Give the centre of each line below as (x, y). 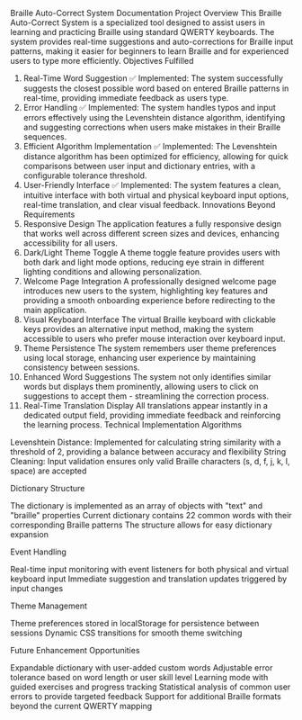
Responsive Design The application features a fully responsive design (152, 224)
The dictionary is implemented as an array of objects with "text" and (137, 506)
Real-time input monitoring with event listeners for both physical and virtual (150, 569)
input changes (37, 588)
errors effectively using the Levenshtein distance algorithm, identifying (154, 117)
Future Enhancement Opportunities (75, 650)
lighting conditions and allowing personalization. (112, 272)
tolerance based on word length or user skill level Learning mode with (139, 677)
